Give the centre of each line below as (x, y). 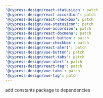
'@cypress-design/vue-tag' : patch (42, 76)
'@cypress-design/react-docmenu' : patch (48, 33)
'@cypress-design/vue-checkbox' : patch (47, 43)
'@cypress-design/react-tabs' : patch (45, 57)
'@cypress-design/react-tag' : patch (44, 66)
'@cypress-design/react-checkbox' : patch (49, 19)
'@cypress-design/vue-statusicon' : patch (49, 24)
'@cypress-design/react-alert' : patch (46, 47)
